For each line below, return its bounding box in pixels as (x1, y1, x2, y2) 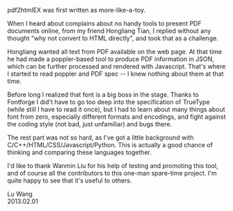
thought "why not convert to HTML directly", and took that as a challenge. (7, 34, 219, 42)
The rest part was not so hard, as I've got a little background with (7, 133, 194, 142)
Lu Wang (7, 190, 33, 198)
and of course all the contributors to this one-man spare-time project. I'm (7, 169, 217, 177)
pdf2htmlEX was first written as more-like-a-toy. (7, 6, 146, 14)
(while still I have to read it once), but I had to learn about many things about (7, 105, 225, 113)
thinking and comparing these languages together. (7, 149, 152, 156)
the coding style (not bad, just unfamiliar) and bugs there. (7, 120, 172, 128)
